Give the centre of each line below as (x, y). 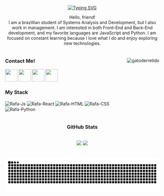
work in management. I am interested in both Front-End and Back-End (82, 28)
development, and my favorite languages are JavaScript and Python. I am (82, 33)
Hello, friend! (82, 17)
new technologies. (82, 43)
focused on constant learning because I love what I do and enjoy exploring (82, 38)
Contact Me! (20, 61)
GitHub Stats (82, 127)
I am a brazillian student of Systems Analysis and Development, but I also (82, 22)
